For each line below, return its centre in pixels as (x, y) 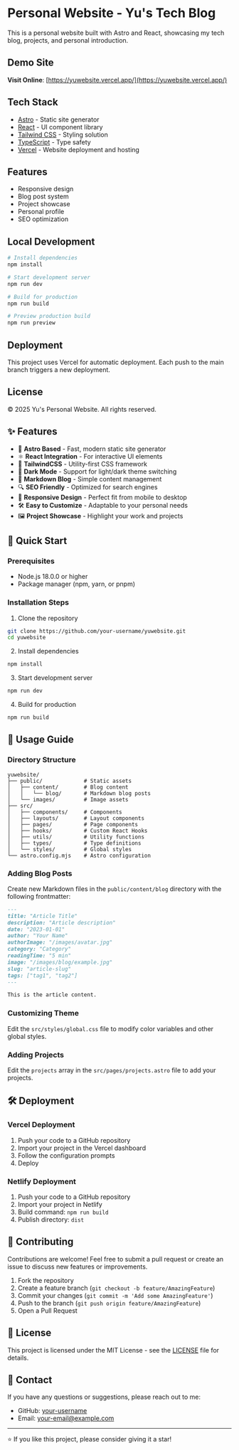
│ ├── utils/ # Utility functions (76, 837)
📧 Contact (30, 1380)
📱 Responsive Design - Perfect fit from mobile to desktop (102, 497)
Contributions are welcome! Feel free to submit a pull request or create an (116, 1259)
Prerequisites (31, 561)
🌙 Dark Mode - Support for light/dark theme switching (97, 471)
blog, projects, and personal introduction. (68, 40)
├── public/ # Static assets (70, 781)
